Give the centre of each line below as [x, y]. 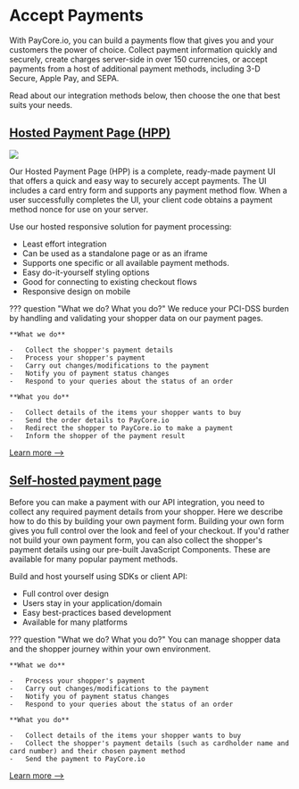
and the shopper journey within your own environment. [110, 649]
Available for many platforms [75, 622]
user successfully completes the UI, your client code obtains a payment [141, 199]
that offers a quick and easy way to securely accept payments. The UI [138, 180]
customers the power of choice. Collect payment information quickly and [143, 49]
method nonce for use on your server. [79, 209]
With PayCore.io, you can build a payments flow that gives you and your [141, 40]
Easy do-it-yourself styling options [86, 272]
